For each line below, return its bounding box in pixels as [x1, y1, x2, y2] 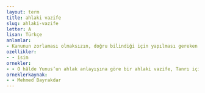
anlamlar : [6, 37, 32, 43]
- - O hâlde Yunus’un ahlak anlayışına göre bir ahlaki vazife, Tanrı [6, 65, 190, 72]
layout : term [6, 9, 40, 15]
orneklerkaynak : [6, 72, 48, 78]
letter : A [6, 26, 32, 32]
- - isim [6, 54, 29, 61]
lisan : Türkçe [6, 32, 43, 38]
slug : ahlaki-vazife [6, 20, 59, 26]
